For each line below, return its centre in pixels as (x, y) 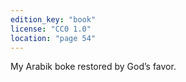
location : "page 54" (53, 38)
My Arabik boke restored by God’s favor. (93, 67)
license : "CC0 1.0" (51, 29)
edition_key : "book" (53, 19)
